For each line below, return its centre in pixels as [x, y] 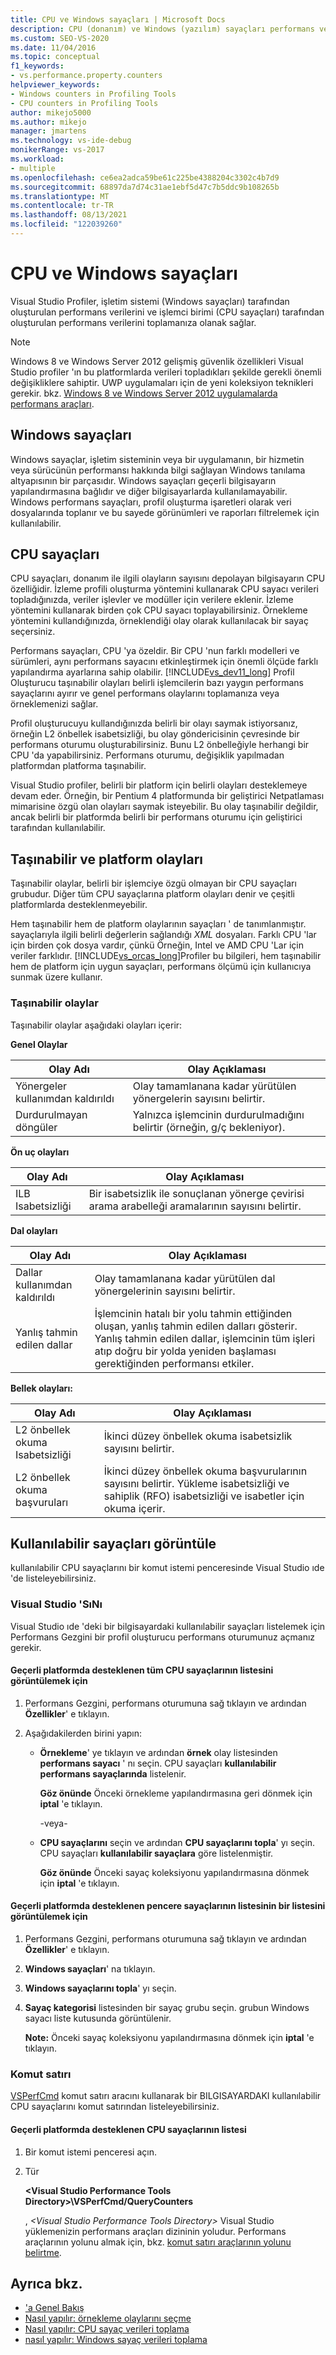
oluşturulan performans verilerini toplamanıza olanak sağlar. [133, 322]
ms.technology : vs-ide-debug [71, 141]
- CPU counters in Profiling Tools [84, 103]
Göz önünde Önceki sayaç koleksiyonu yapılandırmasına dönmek [174, 1872]
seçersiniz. [33, 632]
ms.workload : [37, 159]
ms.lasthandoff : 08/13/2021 [69, 215]
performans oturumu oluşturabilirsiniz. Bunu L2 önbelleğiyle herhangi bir [160, 745]
